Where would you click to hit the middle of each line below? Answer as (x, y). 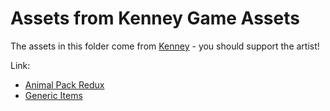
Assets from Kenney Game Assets (155, 18)
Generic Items (53, 95)
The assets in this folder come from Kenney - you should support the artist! (165, 46)
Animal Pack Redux (64, 84)
